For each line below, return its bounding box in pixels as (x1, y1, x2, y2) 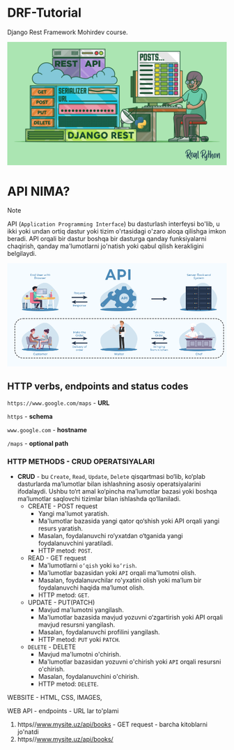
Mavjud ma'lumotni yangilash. (38, 606, 124, 614)
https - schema (7, 413, 54, 421)
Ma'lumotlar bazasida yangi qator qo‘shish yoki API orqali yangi (38, 517, 220, 526)
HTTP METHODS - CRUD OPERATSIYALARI (7, 457, 155, 466)
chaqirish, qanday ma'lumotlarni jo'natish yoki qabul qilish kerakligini (7, 242, 204, 250)
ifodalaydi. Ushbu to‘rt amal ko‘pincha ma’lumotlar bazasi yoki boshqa (17, 487, 217, 496)
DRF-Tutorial (7, 5, 82, 21)
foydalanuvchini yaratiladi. (38, 539, 114, 548)
